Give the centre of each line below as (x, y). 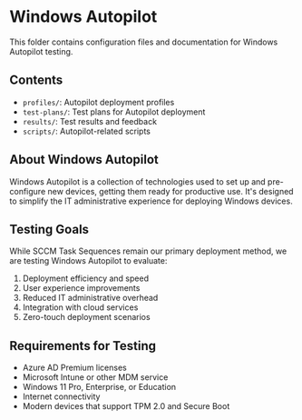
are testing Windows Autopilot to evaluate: (88, 261)
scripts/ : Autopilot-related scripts (87, 131)
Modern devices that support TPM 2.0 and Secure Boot (126, 406)
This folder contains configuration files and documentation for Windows (144, 42)
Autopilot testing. (41, 51)
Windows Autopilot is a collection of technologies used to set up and (137, 181)
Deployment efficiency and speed (86, 278)
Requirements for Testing (83, 346)
